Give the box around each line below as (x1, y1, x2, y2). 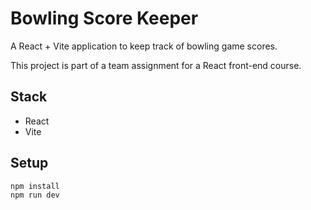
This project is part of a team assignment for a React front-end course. (10, 59, 302, 71)
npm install (10, 181, 60, 191)
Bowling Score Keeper (10, 7, 199, 30)
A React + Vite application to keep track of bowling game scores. (10, 40, 278, 52)
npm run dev (10, 190, 60, 201)
